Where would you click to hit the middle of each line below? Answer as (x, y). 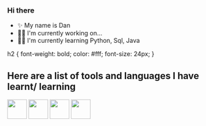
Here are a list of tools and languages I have (103, 76)
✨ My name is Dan (44, 26)
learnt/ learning (42, 86)
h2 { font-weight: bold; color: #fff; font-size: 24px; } (81, 54)
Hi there (21, 10)
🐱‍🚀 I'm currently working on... (60, 33)
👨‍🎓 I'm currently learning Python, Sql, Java (78, 41)
